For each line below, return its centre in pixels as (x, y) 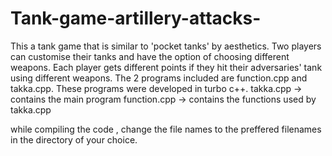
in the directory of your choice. (74, 139)
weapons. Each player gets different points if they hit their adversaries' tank (166, 67)
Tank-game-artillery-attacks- (136, 18)
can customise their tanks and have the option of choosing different (150, 56)
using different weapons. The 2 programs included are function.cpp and (159, 78)
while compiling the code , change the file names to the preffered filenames (166, 129)
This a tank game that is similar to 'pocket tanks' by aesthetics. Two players (166, 46)
